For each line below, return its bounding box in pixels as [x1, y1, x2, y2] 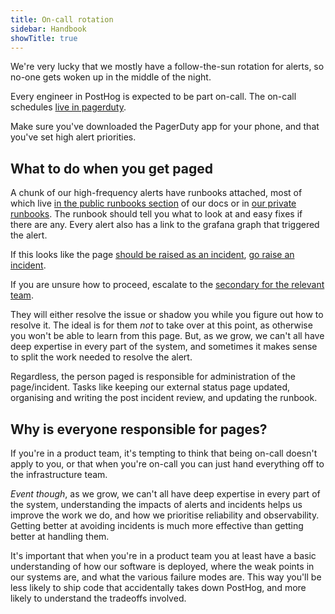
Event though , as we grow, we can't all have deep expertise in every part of [10, 488, 321, 500]
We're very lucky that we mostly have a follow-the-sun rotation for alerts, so [10, 61, 325, 73]
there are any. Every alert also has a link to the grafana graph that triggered [10, 219, 320, 231]
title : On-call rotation [10, 14, 114, 25]
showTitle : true [10, 33, 78, 43]
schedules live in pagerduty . [10, 101, 127, 113]
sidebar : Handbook [10, 24, 87, 34]
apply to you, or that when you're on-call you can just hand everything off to [10, 458, 325, 470]
